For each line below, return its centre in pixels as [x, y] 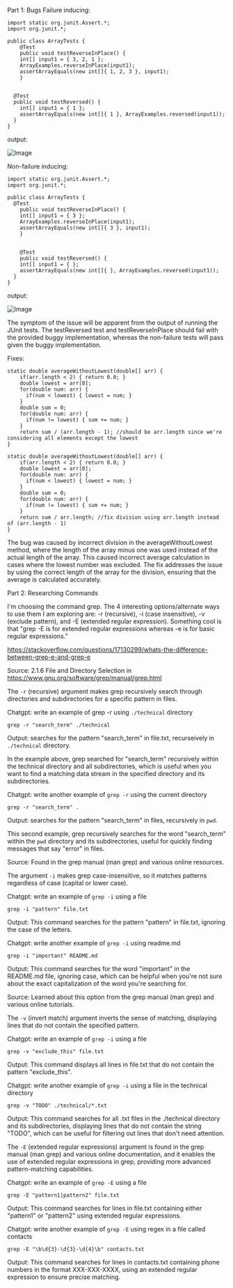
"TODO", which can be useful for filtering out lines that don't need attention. [116, 1133]
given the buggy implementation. [55, 345]
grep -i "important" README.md [53, 956]
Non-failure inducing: [38, 166]
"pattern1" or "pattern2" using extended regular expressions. [95, 1216]
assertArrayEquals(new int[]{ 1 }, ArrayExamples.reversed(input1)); [123, 114]
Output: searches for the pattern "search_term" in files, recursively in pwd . [112, 820]
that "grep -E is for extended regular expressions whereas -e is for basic [111, 629]
